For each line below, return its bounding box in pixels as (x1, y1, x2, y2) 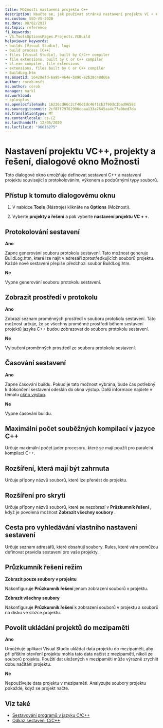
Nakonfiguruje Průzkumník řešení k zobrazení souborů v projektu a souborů (5, 604, 159, 610)
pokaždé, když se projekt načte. (5, 685, 70, 691)
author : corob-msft (5, 79, 45, 84)
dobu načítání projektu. (5, 661, 52, 667)
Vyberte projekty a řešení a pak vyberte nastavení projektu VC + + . (12, 213, 149, 219)
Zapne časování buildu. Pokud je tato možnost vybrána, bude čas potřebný (5, 381, 156, 387)
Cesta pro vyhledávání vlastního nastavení (5, 523, 137, 532)
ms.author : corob (5, 84, 40, 89)
